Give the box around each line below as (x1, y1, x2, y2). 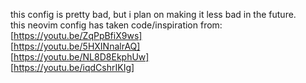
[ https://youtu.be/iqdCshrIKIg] (10, 62, 135, 73)
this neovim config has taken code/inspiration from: (10, 19, 223, 31)
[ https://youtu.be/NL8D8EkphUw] (10, 51, 150, 63)
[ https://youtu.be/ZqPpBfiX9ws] (10, 30, 143, 41)
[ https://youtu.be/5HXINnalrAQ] (10, 40, 141, 52)
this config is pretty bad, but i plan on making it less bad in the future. (10, 9, 297, 20)
